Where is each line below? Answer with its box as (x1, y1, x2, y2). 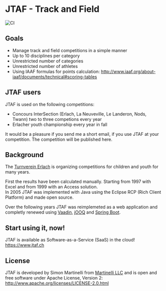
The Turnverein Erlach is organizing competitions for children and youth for (5, 164, 159, 170)
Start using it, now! (5, 224, 65, 232)
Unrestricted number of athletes (12, 63, 78, 69)
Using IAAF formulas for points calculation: (12, 68, 100, 74)
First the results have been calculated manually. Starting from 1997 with (5, 178, 151, 184)
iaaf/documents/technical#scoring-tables (12, 73, 98, 80)
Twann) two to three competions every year (12, 116, 102, 122)
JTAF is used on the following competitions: (5, 101, 95, 107)
